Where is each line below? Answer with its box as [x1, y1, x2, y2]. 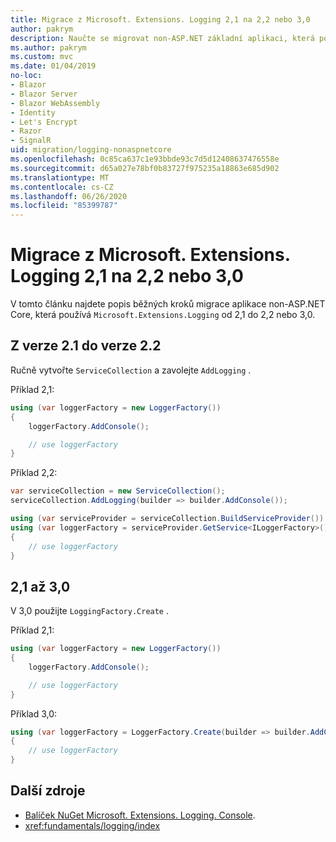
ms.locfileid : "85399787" [10, 201, 118, 211]
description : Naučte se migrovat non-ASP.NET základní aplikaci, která [10, 33, 315, 43]
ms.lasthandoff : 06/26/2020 [10, 191, 128, 201]
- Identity [10, 107, 56, 118]
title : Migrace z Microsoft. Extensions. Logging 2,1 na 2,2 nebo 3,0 [10, 14, 311, 25]
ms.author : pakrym [10, 42, 87, 53]
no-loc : [10, 71, 43, 81]
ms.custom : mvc [10, 52, 74, 62]
